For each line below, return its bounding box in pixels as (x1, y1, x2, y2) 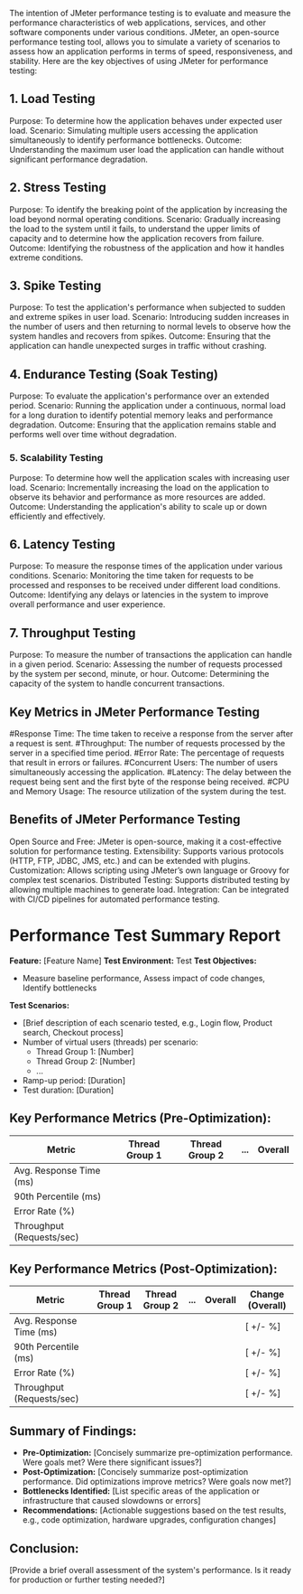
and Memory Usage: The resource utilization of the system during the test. (9, 785, 287, 796)
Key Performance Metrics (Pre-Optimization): (9, 1111, 271, 1126)
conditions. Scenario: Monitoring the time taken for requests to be (9, 570, 254, 581)
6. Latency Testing (9, 537, 115, 552)
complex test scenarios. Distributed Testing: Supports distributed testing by (9, 874, 290, 885)
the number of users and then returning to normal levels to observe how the (9, 321, 291, 333)
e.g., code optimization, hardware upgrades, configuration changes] (22, 1514, 277, 1525)
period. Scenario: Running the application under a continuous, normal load (9, 400, 286, 411)
